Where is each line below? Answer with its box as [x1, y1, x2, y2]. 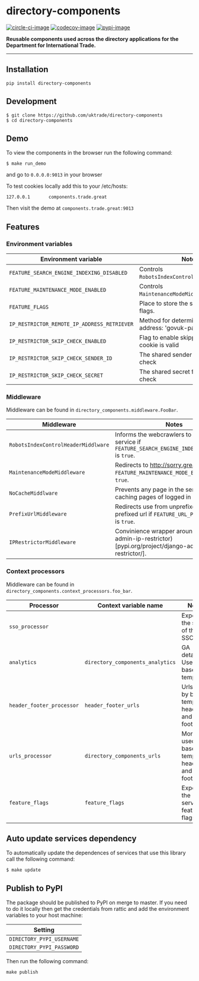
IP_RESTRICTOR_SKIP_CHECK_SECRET [9, 372, 104, 379]
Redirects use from [115, 502, 168, 511]
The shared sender [139, 351, 192, 359]
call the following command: [6, 856, 75, 863]
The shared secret [139, 367, 191, 376]
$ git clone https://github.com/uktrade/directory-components [6, 112, 163, 118]
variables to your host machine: [6, 911, 83, 919]
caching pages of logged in [115, 493, 191, 501]
